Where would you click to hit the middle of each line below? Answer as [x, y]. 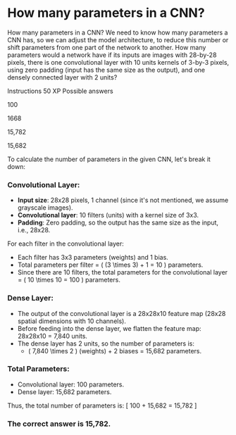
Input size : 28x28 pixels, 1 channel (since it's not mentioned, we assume [123, 200]
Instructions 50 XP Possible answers [61, 91]
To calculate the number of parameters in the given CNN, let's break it [109, 159]
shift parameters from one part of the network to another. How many [107, 47]
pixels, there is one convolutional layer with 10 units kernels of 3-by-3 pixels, [118, 62]
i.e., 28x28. [34, 230]
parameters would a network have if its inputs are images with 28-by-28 [112, 55]
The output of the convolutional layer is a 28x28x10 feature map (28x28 [122, 313]
